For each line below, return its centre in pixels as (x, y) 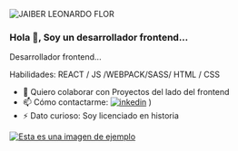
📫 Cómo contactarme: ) (87, 102)
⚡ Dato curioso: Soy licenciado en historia (101, 116)
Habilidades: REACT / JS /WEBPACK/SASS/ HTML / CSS (115, 75)
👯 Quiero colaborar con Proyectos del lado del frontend (126, 92)
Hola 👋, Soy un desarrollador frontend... (99, 37)
